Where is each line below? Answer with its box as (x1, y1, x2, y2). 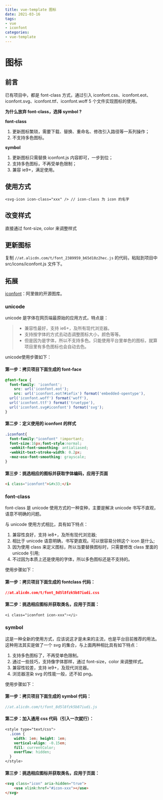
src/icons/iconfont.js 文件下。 (5, 261, 65, 267)
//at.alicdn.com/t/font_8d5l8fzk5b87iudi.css (5, 590, 99, 595)
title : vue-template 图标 (5, 7, 56, 12)
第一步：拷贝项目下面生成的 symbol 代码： (5, 693, 92, 699)
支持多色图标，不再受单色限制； (12, 160, 77, 167)
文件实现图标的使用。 (96, 98, 140, 104)
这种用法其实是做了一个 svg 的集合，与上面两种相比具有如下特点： (5, 642, 140, 648)
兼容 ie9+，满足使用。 (12, 167, 57, 173)
